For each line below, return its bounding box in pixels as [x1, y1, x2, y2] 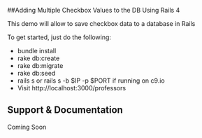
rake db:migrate [17, 62, 64, 69]
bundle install [17, 47, 57, 55]
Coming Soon [7, 123, 47, 131]
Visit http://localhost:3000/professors [17, 84, 127, 92]
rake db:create [17, 54, 60, 62]
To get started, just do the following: [7, 33, 112, 41]
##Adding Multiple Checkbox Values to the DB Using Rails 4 [7, 6, 180, 14]
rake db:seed [17, 69, 56, 77]
